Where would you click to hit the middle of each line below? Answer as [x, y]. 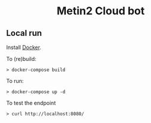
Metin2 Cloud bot [101, 11]
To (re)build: [21, 59]
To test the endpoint [31, 103]
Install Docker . [24, 47]
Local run [24, 33]
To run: [15, 81]
